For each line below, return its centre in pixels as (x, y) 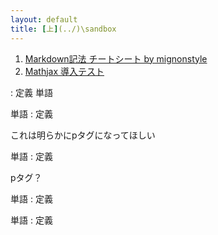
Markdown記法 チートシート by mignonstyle (116, 58)
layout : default (44, 19)
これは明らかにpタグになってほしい (83, 135)
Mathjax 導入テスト (64, 71)
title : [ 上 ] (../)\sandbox (63, 29)
